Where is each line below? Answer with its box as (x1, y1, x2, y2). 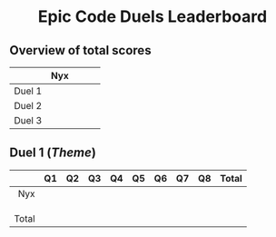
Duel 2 (14, 100, 43, 112)
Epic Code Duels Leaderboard (37, 6, 268, 27)
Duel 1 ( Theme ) (9, 145, 97, 161)
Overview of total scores (9, 43, 152, 58)
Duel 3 (14, 114, 43, 126)
